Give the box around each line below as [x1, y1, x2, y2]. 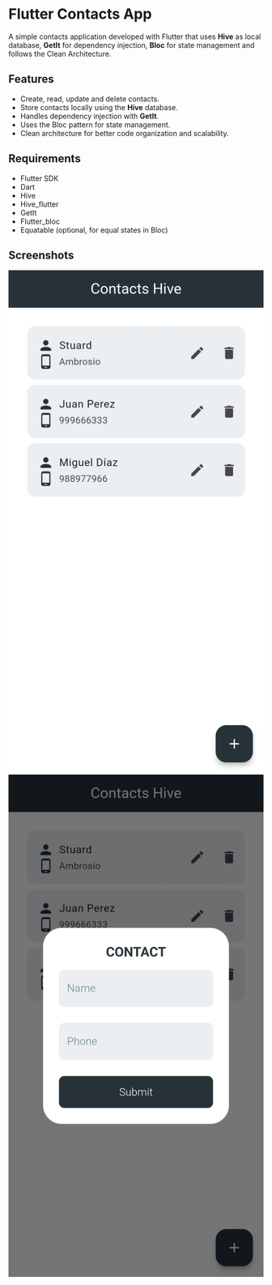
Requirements [8, 152, 81, 166]
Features [8, 72, 54, 86]
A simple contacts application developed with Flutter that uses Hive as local [8, 32, 261, 41]
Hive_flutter [19, 199, 59, 209]
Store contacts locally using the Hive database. [19, 102, 178, 112]
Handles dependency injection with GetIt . [19, 111, 159, 121]
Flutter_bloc [19, 216, 61, 226]
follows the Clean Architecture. [8, 49, 112, 58]
